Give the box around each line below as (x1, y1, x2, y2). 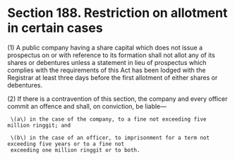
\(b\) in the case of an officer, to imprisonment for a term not (10, 134, 210, 141)
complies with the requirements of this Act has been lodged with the (7, 66, 206, 74)
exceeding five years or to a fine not (7, 140, 125, 148)
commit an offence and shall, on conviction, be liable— (7, 102, 167, 110)
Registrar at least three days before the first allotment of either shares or (7, 73, 218, 82)
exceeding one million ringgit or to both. (10, 146, 140, 153)
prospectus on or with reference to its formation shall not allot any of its (7, 51, 215, 59)
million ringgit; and (7, 121, 71, 129)
